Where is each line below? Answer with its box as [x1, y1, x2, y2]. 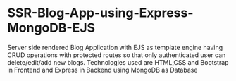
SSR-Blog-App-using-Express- [7, 5, 194, 21]
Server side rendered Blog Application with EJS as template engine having [7, 43, 223, 51]
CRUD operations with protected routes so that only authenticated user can [7, 51, 226, 59]
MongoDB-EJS [7, 20, 96, 36]
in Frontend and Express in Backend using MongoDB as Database [7, 66, 198, 74]
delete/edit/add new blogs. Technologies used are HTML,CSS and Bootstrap [7, 58, 229, 66]
